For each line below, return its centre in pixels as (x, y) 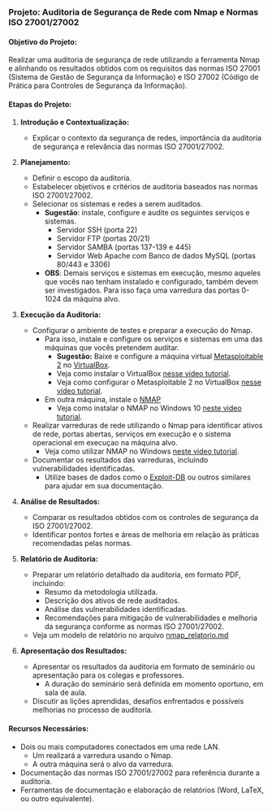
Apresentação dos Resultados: (73, 651)
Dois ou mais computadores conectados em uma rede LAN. (120, 747)
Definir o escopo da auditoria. (82, 178)
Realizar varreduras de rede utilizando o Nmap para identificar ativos (147, 426)
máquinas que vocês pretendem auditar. (112, 348)
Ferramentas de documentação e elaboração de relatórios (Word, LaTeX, (142, 790)
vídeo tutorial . (80, 391)
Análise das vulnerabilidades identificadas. (116, 609)
